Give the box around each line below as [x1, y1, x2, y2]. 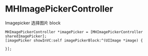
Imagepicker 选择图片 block [5, 20, 61, 26]
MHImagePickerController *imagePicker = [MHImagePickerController [5, 29, 143, 34]
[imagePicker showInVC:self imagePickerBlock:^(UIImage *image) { [5, 38, 143, 43]
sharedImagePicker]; [5, 34, 47, 39]
